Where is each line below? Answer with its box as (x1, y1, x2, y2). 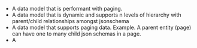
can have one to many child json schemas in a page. (11, 30, 142, 37)
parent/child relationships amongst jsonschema (11, 18, 129, 24)
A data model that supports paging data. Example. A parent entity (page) (11, 24, 192, 31)
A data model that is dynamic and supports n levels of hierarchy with (11, 11, 181, 18)
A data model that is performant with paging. (11, 5, 123, 12)
